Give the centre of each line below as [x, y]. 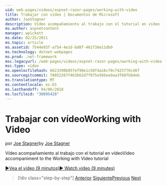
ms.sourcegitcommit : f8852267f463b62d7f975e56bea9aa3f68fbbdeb [72, 75]
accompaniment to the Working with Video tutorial [57, 158]
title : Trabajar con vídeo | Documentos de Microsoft [62, 15]
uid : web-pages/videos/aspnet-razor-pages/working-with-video [71, 10]
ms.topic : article [24, 43]
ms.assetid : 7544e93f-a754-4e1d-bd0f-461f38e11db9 [59, 47]
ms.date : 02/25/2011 [27, 38]
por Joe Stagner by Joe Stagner [38, 143]
